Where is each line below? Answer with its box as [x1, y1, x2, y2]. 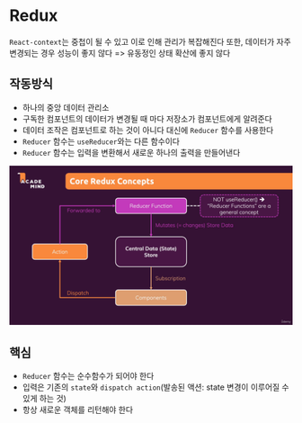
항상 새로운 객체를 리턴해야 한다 [22, 404, 133, 415]
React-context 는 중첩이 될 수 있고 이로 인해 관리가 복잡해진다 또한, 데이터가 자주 [9, 36, 292, 47]
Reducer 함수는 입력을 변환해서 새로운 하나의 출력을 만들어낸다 [22, 147, 241, 157]
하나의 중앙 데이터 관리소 [22, 102, 110, 112]
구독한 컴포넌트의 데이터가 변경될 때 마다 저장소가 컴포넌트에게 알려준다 [22, 113, 272, 124]
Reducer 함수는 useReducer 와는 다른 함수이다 [22, 136, 180, 147]
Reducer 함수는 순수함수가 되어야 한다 [22, 371, 155, 382]
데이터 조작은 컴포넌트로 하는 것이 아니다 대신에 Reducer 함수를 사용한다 [22, 124, 274, 135]
